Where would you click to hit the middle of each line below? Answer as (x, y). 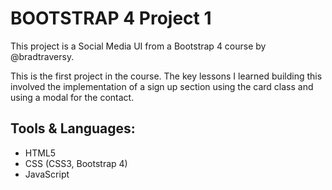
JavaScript (47, 174)
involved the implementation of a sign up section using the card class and (162, 86)
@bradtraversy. (42, 56)
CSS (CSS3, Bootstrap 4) (76, 163)
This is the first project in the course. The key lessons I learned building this (166, 76)
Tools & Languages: (73, 128)
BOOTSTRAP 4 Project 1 (111, 18)
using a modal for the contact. (72, 97)
